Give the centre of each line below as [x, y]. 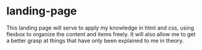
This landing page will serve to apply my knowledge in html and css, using [100, 28]
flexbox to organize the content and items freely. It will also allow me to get [101, 34]
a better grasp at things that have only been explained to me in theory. [95, 40]
